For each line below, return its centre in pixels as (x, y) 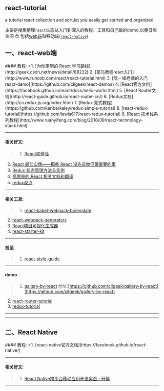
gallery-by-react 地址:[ (47, 286)
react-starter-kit (28, 231)
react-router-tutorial (32, 301)
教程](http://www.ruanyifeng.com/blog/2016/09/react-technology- (76, 120)
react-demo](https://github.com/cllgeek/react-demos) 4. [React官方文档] (79, 84)
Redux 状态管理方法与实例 (38, 170)
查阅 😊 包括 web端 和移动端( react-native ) (47, 36)
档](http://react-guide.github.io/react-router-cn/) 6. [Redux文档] (69, 96)
